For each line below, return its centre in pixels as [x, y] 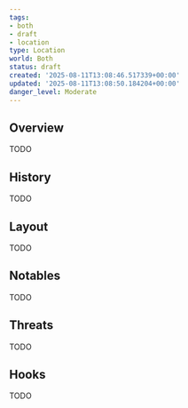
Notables [35, 276]
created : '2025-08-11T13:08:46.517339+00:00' [94, 76]
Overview [37, 128]
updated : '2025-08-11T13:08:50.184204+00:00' [94, 84]
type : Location [37, 51]
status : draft [35, 68]
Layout [29, 226]
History [30, 177]
